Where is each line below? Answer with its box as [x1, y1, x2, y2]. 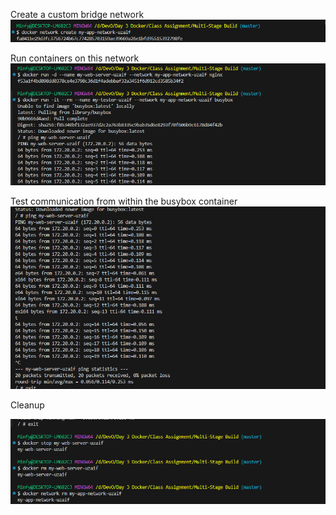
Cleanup [10, 399, 45, 411]
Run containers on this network [10, 52, 140, 64]
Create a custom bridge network [10, 9, 145, 20]
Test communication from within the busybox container [10, 195, 238, 207]
